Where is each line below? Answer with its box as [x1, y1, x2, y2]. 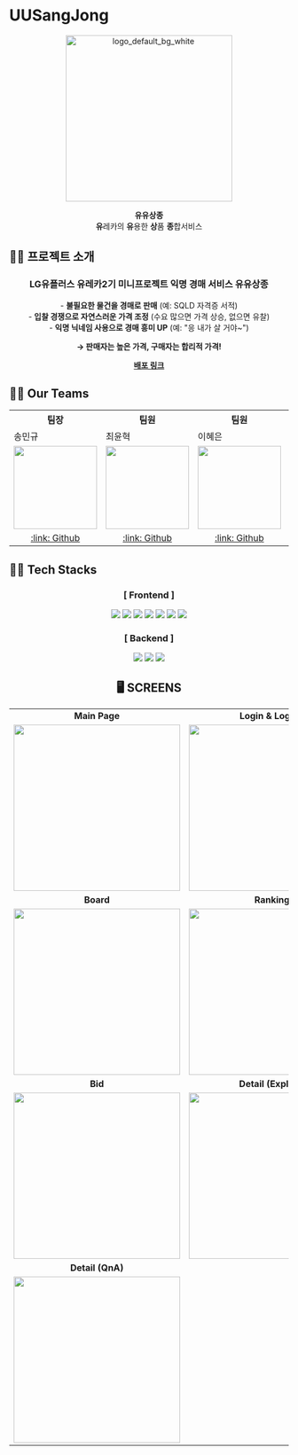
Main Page [74, 710, 120, 723]
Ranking [254, 894, 290, 906]
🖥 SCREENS [116, 680, 182, 695]
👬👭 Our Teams [9, 387, 90, 402]
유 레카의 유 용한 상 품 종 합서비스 [95, 221, 203, 231]
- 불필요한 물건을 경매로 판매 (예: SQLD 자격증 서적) [60, 300, 238, 310]
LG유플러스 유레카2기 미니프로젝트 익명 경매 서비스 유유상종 [29, 278, 269, 291]
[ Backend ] [123, 632, 175, 645]
